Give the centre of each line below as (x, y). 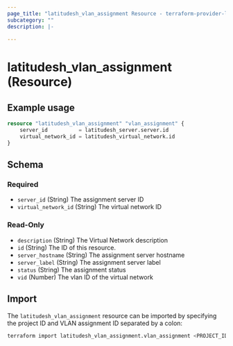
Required (23, 185)
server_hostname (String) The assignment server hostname (101, 255)
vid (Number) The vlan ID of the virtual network (85, 277)
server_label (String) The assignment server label (89, 262)
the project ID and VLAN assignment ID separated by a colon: (95, 323)
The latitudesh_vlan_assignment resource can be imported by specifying (112, 315)
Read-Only (26, 225)
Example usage (41, 107)
